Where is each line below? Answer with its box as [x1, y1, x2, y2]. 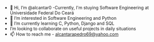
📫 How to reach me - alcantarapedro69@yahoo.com [9, 31, 119, 37]
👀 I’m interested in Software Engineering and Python [9, 15, 117, 21]
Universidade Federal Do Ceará [9, 10, 74, 16]
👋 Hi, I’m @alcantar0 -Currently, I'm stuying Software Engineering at [9, 5, 149, 10]
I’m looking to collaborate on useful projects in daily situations [9, 26, 136, 32]
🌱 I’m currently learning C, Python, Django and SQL [9, 20, 115, 26]
